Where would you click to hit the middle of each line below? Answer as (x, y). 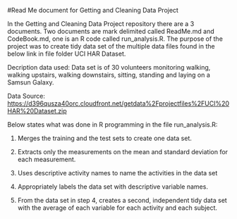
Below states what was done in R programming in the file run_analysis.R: (113, 125)
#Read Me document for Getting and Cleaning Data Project (93, 10)
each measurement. (47, 159)
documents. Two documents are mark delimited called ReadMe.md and (111, 31)
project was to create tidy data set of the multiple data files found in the (111, 46)
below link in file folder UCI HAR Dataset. (67, 54)
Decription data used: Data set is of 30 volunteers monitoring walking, (109, 67)
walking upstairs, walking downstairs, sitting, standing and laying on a (109, 75)
